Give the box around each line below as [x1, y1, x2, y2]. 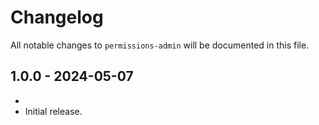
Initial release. [24, 105, 83, 117]
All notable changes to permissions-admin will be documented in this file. [10, 39, 310, 51]
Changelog [10, 6, 104, 29]
